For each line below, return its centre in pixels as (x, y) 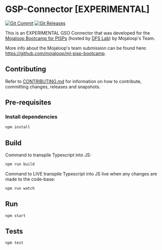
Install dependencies (31, 117)
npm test (14, 243)
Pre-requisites (28, 102)
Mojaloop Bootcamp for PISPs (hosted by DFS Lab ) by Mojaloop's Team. (80, 38)
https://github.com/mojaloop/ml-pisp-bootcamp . (56, 53)
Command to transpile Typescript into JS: (48, 155)
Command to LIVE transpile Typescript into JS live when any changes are (81, 174)
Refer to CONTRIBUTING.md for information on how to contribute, (73, 81)
